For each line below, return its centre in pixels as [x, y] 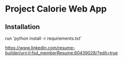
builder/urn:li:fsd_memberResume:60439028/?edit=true [61, 53]
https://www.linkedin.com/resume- [40, 48]
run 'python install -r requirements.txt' [43, 38]
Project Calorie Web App [56, 9]
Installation [22, 27]
